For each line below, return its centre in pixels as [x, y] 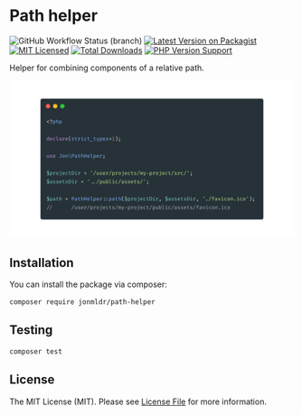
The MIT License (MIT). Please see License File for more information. [138, 401]
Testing [31, 330]
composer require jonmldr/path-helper [82, 302]
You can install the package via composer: [88, 284]
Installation [42, 263]
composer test [36, 352]
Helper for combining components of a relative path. [107, 68]
